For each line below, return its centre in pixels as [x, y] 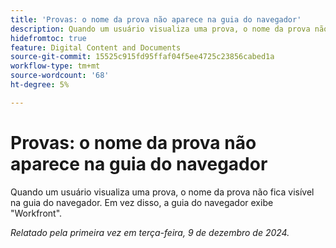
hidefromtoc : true [48, 38]
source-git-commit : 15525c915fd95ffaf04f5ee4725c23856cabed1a [142, 57]
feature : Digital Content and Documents [96, 47]
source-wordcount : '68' [60, 76]
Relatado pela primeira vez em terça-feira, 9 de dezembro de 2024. [150, 232]
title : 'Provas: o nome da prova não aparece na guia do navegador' [156, 19]
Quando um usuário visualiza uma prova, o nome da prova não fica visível [162, 192]
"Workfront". [36, 213]
